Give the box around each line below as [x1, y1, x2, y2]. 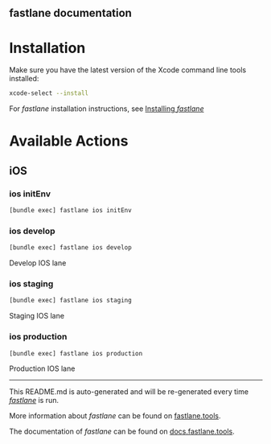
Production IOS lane [9, 364, 76, 373]
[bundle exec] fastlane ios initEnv [9, 207, 132, 215]
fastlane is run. [9, 396, 60, 405]
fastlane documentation [9, 6, 132, 20]
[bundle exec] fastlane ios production [9, 349, 143, 357]
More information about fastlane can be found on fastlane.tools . [9, 411, 221, 421]
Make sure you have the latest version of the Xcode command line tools [9, 65, 247, 75]
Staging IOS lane [9, 311, 65, 321]
